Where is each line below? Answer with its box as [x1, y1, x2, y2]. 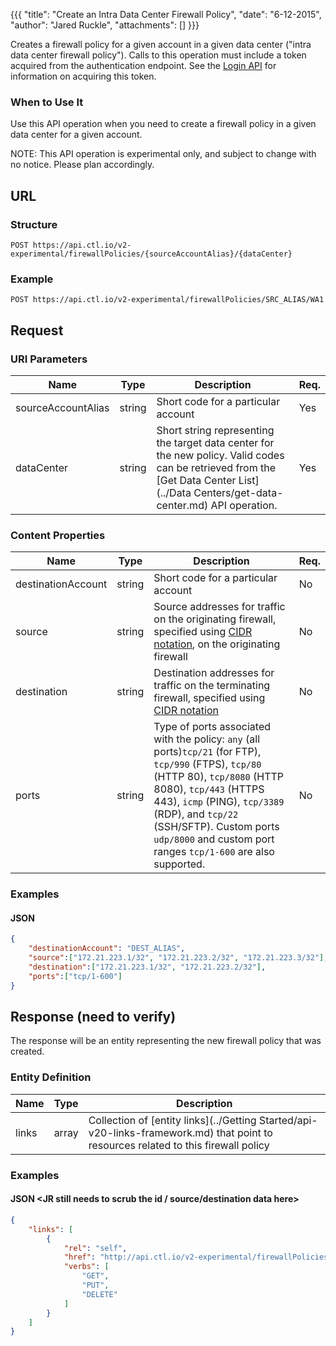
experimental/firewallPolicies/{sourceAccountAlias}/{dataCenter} [10, 249, 293, 259]
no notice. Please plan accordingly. [10, 159, 155, 171]
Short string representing [156, 423, 275, 437]
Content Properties [10, 528, 106, 542]
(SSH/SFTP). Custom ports [153, 820, 280, 834]
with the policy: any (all [153, 732, 261, 746]
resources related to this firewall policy [88, 1138, 270, 1152]
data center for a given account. [10, 129, 143, 141]
